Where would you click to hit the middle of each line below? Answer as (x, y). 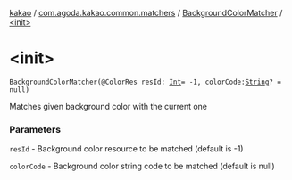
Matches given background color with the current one (108, 106)
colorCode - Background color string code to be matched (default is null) (142, 166)
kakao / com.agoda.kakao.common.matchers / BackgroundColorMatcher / (146, 13)
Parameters (35, 129)
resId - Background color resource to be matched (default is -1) (126, 149)
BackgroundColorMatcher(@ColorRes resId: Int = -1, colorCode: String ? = (145, 82)
